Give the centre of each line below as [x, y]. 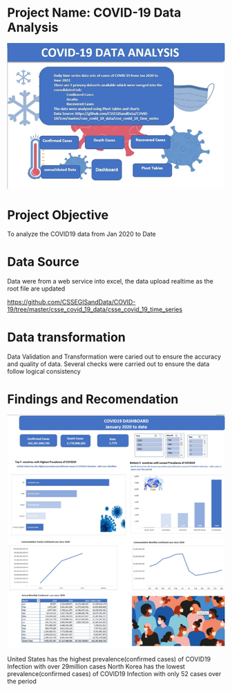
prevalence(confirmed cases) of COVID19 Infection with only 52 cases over [114, 673]
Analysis [33, 27]
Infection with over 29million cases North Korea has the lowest [96, 666]
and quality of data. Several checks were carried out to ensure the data [108, 364]
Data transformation [66, 337]
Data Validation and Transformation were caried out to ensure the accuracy [114, 357]
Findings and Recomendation [93, 399]
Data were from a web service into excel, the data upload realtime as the [110, 282]
